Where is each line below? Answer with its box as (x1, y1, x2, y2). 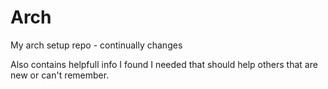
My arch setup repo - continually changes (10, 39, 183, 51)
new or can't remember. (10, 69, 110, 81)
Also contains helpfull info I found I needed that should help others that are (10, 58, 318, 70)
